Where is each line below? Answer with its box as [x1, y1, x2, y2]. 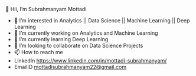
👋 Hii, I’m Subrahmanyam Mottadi [5, 6, 87, 12]
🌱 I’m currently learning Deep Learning [14, 36, 109, 42]
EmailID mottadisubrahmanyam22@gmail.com [14, 64, 127, 70]
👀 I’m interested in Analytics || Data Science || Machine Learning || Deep [14, 17, 190, 24]
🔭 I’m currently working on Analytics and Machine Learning [14, 29, 158, 37]
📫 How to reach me [14, 49, 63, 55]
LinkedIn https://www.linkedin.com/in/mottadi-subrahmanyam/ [14, 57, 167, 64]
